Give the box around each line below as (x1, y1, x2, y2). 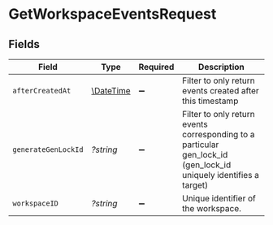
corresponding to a (182, 129, 255, 140)
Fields (8, 37, 41, 51)
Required (138, 62, 175, 72)
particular (182, 139, 219, 150)
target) (182, 180, 209, 191)
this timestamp (182, 95, 239, 106)
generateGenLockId (12, 145, 84, 154)
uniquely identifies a (182, 170, 260, 180)
